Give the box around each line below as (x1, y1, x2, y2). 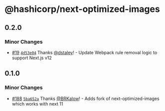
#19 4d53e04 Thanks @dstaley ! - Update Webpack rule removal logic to (11, 49, 158, 55)
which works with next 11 (11, 101, 63, 107)
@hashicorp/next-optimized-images (4, 3, 160, 15)
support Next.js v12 (11, 55, 52, 61)
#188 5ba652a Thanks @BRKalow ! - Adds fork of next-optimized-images (11, 96, 160, 102)
